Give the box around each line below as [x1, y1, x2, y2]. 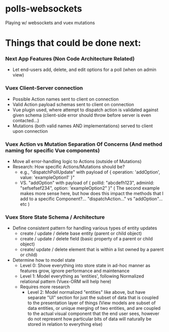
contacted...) [12, 117, 39, 123]
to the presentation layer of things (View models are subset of [27, 300, 156, 306]
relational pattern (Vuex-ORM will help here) [20, 279, 112, 285]
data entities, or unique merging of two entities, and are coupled [27, 305, 161, 311]
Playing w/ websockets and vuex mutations [5, 20, 95, 26]
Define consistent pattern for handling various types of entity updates [12, 225, 157, 231]
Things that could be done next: [5, 37, 141, 49]
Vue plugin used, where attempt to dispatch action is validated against [12, 107, 158, 113]
